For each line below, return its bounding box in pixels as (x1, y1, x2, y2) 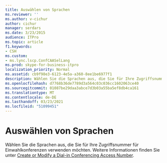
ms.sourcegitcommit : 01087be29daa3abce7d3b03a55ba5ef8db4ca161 (5, 85, 139, 91)
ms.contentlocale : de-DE (5, 95, 57, 100)
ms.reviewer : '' (5, 12, 39, 17)
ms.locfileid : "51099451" (5, 104, 59, 109)
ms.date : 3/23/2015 (5, 30, 46, 35)
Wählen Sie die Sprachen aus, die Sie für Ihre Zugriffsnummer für (5, 142, 139, 148)
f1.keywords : (5, 44, 32, 49)
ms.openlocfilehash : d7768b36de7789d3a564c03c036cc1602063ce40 (5, 81, 139, 86)
